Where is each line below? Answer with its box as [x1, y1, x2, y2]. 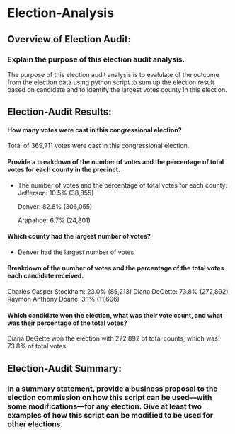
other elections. [7, 419, 64, 429]
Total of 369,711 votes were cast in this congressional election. [7, 142, 190, 150]
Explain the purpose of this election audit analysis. [7, 55, 185, 64]
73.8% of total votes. [7, 342, 69, 350]
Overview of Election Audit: [7, 33, 132, 45]
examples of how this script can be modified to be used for [7, 410, 214, 420]
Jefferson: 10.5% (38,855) [17, 188, 94, 197]
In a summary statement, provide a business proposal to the [7, 384, 218, 394]
